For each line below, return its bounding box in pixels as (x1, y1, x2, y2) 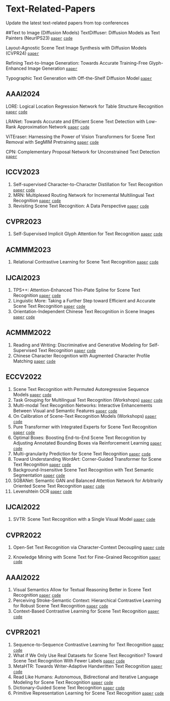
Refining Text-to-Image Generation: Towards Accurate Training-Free (6, 60, 148, 66)
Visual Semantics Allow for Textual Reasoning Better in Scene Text (13, 587, 151, 593)
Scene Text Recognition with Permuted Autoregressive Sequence (13, 386, 149, 392)
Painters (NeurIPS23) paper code (6, 35, 73, 41)
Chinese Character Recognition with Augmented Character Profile (13, 353, 150, 359)
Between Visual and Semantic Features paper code (13, 408, 118, 414)
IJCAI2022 (6, 503, 40, 511)
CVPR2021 (6, 628, 40, 637)
